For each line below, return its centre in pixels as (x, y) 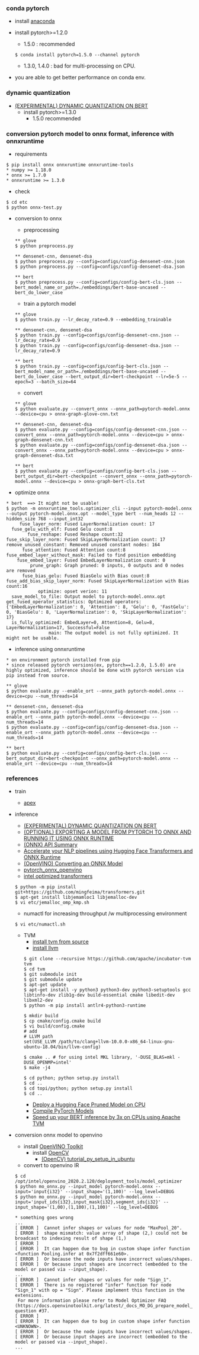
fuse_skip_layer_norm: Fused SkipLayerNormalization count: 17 (86, 539)
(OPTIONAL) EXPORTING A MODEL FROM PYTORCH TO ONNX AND (107, 832)
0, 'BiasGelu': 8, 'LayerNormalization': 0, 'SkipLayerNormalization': (96, 612)
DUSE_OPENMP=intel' (48, 1063)
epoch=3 (24, 382)
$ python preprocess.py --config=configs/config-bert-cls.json (94, 282)
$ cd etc (17, 202)
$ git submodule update (53, 980)
